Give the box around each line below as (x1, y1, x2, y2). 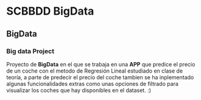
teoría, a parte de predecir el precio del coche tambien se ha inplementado (6, 73, 194, 80)
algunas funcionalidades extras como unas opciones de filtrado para (6, 80, 178, 87)
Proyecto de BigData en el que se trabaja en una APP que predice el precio (6, 60, 196, 68)
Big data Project (6, 47, 55, 55)
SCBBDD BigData (6, 4, 94, 18)
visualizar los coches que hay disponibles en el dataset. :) (6, 87, 151, 94)
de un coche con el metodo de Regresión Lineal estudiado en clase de (6, 67, 183, 74)
